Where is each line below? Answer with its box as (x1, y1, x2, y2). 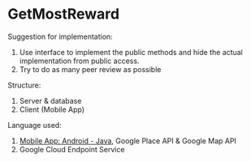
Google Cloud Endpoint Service (19, 144, 125, 154)
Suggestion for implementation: (7, 32, 113, 41)
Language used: (7, 120, 62, 130)
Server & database (19, 96, 82, 105)
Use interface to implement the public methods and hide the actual (19, 47, 243, 57)
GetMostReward (7, 5, 119, 23)
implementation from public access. (19, 56, 140, 66)
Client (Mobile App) (19, 104, 85, 114)
